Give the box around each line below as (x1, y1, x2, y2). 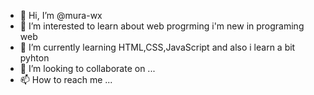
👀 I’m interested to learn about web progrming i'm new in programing (19, 20, 305, 32)
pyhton (19, 52, 50, 64)
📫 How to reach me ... (19, 74, 113, 85)
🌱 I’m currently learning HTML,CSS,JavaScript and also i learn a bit (19, 41, 296, 53)
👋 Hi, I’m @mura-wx (19, 10, 103, 21)
